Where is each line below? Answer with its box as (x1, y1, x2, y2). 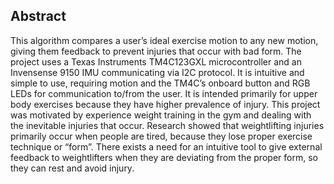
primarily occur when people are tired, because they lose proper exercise (10, 130, 313, 142)
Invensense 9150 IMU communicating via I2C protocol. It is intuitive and (10, 66, 305, 78)
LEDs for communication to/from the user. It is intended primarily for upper (10, 87, 318, 99)
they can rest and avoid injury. (10, 162, 135, 174)
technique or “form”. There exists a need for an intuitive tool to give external (10, 140, 323, 153)
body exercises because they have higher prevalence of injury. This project (10, 98, 321, 110)
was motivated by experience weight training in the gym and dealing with (10, 109, 312, 121)
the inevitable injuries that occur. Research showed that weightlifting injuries (10, 119, 325, 131)
